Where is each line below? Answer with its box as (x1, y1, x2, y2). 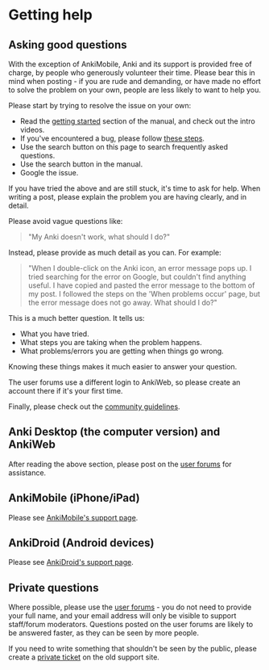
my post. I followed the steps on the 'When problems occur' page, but (27, 289, 260, 298)
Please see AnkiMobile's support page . (8, 512, 139, 522)
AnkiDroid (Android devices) (8, 536, 155, 550)
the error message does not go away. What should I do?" (27, 297, 217, 307)
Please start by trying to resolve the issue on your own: (8, 101, 192, 110)
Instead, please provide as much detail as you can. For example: (8, 248, 221, 257)
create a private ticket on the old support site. (8, 652, 159, 662)
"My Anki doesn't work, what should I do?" (27, 232, 171, 242)
